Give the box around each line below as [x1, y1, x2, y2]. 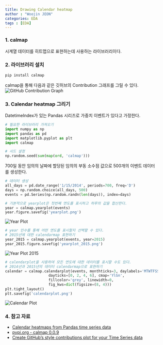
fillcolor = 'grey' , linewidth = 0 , [48, 278, 114, 282]
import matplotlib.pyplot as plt [5, 136, 73, 141]
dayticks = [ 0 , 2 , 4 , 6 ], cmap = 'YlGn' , [48, 273, 125, 278]
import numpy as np [5, 126, 45, 131]
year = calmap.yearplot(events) [5, 205, 70, 210]
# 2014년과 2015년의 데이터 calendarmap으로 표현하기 [5, 264, 103, 269]
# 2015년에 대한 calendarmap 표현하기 [5, 233, 75, 237]
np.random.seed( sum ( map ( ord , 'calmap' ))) [5, 154, 90, 158]
